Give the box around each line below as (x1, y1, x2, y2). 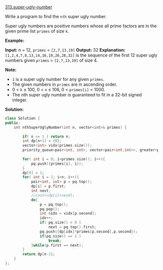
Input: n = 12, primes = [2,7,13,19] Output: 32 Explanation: (5, 47, 126, 53)
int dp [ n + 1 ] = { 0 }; (22, 138, 62, 143)
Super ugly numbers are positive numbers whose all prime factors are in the (5, 23, 157, 29)
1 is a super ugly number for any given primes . (12, 77, 104, 82)
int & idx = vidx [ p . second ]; (39, 211, 97, 216)
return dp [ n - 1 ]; (22, 252, 55, 257)
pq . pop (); (39, 207, 60, 212)
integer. (12, 97, 28, 103)
